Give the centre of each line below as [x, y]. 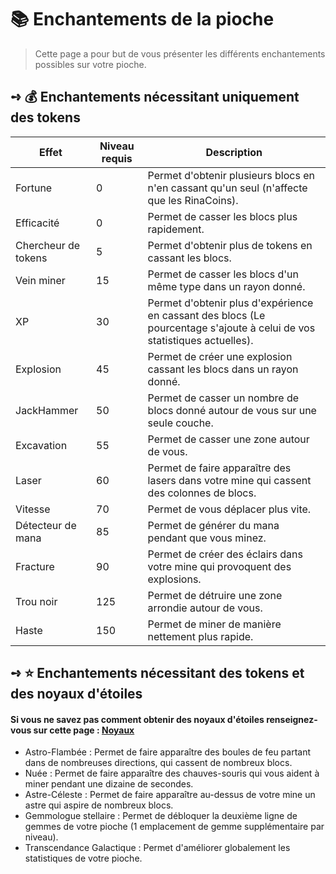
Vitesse [33, 509]
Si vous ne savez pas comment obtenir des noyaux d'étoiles [137, 719]
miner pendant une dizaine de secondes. [109, 784]
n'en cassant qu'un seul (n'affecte [227, 188]
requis [117, 158]
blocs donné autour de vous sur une [232, 410]
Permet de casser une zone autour [228, 439]
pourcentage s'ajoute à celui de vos [231, 328]
